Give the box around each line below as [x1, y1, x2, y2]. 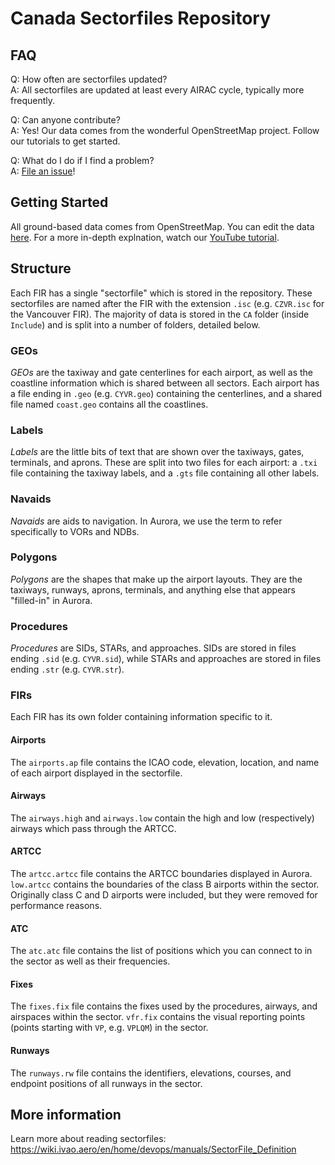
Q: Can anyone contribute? [10, 114, 121, 126]
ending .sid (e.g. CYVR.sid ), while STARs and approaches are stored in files [10, 653, 322, 665]
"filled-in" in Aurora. [10, 594, 93, 606]
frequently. [10, 95, 55, 106]
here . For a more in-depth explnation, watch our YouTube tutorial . [10, 231, 280, 243]
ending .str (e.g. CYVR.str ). [10, 663, 125, 676]
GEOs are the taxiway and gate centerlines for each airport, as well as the [10, 366, 313, 378]
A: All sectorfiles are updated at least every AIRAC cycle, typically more [10, 84, 305, 96]
